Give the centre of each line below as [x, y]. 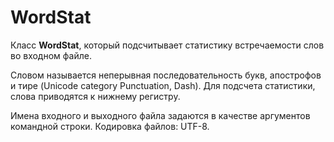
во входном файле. [51, 55]
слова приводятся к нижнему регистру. [95, 96]
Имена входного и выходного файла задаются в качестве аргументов [160, 115]
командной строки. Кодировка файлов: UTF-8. [110, 126]
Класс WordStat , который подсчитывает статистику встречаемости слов [167, 45]
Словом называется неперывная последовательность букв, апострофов [166, 75]
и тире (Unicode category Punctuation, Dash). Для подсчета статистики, [163, 85]
